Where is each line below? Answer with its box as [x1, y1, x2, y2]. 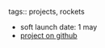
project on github [19, 31, 78, 40]
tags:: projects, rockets [8, 7, 85, 16]
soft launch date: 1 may [19, 22, 98, 31]
